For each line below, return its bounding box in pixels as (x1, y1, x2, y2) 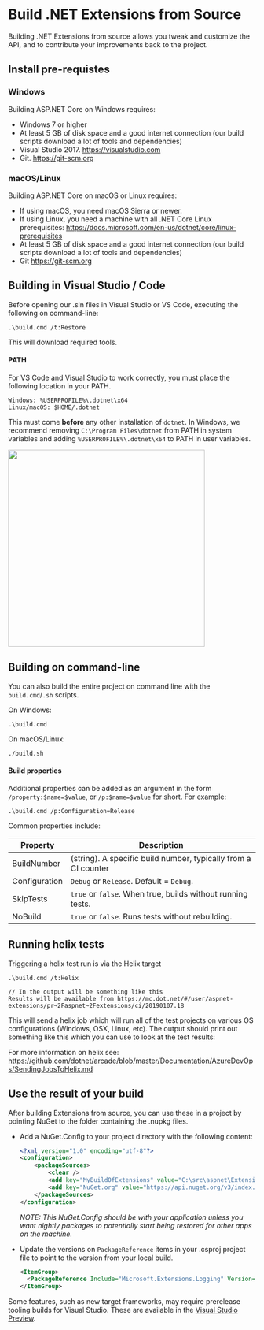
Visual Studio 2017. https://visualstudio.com (19, 144, 161, 154)
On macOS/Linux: (8, 734, 65, 744)
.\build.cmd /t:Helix (8, 974, 79, 982)
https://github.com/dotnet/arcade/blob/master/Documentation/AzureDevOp (8, 1056, 254, 1065)
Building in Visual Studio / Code (8, 279, 166, 292)
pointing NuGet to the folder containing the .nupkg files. (8, 1116, 189, 1126)
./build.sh (8, 749, 44, 757)
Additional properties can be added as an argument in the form (8, 783, 212, 793)
